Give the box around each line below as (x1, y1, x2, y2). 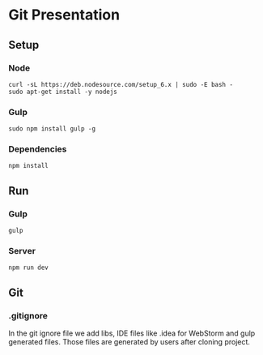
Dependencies (8, 143, 67, 155)
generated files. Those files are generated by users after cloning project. (8, 337, 251, 347)
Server (8, 246, 36, 257)
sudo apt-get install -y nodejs (8, 88, 117, 96)
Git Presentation (8, 6, 120, 24)
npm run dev (8, 263, 49, 272)
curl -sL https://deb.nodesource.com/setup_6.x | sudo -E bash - (8, 80, 233, 88)
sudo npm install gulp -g (8, 125, 95, 133)
